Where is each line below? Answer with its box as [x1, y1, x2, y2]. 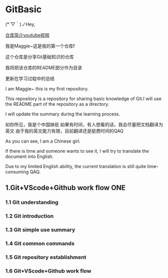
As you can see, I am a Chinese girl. [5, 138, 81, 144]
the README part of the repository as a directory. [5, 101, 110, 107]
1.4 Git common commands [5, 240, 75, 247]
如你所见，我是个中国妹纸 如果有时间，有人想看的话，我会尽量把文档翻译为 [5, 121, 163, 127]
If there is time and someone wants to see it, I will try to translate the [5, 148, 149, 154]
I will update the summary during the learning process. [5, 111, 121, 117]
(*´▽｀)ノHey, [5, 21, 36, 27]
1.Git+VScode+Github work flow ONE [5, 183, 126, 192]
